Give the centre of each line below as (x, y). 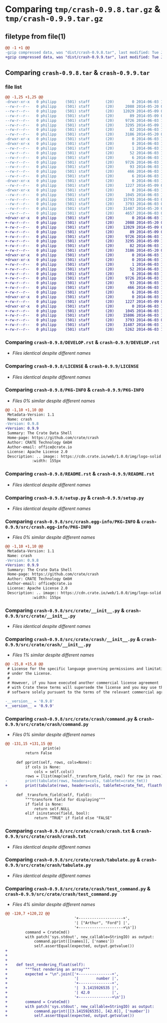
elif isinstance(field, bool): (58, 813)
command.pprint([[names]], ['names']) (74, 942)
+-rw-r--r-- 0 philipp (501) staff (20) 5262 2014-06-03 (82, 330)
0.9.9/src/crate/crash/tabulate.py (48, 865)
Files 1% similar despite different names (53, 655)
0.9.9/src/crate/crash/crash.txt (45, 837)
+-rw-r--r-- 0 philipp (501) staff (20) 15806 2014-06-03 (82, 316)
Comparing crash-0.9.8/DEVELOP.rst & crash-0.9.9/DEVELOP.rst (83, 342)
